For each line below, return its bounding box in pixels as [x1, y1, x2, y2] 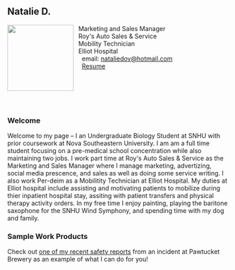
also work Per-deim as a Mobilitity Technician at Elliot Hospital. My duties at [7, 176, 228, 185]
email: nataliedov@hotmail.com [81, 54, 173, 63]
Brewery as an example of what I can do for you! [7, 255, 148, 264]
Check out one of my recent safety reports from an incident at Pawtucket [7, 247, 220, 256]
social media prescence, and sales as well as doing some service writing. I [7, 169, 224, 178]
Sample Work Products [7, 232, 88, 242]
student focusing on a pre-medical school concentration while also [7, 147, 202, 155]
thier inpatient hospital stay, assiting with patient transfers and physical [7, 192, 214, 200]
